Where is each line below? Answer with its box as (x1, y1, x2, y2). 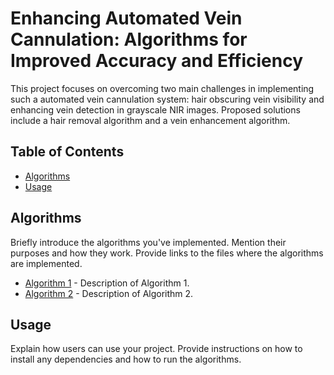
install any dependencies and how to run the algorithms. (10, 353, 242, 366)
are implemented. (10, 257, 83, 269)
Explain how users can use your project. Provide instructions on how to (10, 343, 303, 355)
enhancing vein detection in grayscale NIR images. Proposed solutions (10, 103, 301, 116)
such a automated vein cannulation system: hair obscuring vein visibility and (10, 93, 325, 105)
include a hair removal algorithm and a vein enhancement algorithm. (10, 114, 291, 126)
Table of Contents (10, 143, 125, 161)
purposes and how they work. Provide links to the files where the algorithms (10, 247, 324, 259)
